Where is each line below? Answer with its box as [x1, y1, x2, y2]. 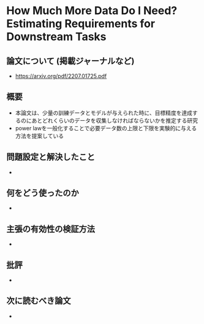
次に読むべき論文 [6, 296, 71, 306]
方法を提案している [15, 132, 64, 139]
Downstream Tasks [6, 30, 107, 44]
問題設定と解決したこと [6, 152, 95, 163]
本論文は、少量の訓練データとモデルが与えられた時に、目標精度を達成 [15, 109, 193, 117]
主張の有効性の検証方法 [6, 223, 95, 234]
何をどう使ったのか [6, 188, 79, 198]
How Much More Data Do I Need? [6, 4, 178, 18]
